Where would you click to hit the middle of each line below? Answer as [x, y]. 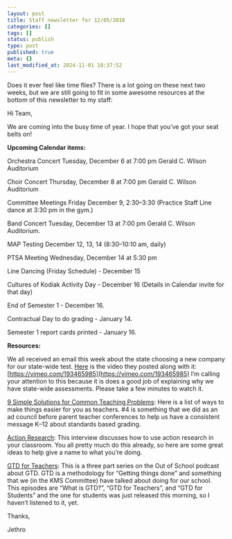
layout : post [26, 14]
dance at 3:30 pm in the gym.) [50, 209]
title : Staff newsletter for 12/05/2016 [66, 20]
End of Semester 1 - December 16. [56, 305]
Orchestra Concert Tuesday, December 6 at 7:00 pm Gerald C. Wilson [107, 161]
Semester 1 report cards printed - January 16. [72, 332]
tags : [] [20, 33]
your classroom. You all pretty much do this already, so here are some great [115, 445]
